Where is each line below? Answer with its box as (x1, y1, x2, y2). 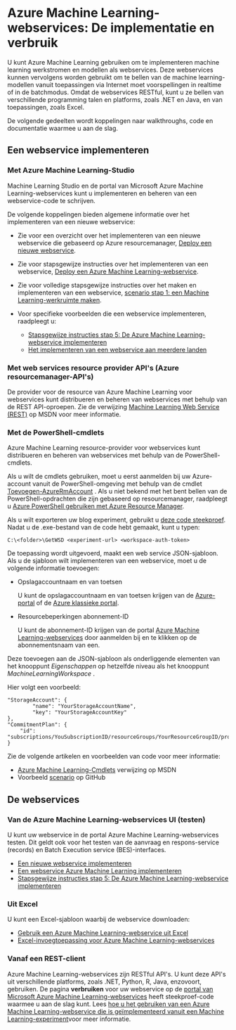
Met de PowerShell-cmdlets (7, 427, 105, 437)
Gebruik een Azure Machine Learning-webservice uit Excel (17, 929, 188, 937)
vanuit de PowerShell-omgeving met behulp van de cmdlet (32, 479, 202, 488)
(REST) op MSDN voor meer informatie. (7, 410, 122, 418)
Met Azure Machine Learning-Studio (7, 165, 135, 175)
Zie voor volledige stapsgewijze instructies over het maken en (17, 281, 197, 289)
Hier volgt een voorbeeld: (7, 683, 81, 692)
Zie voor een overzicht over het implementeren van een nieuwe (17, 231, 201, 240)
